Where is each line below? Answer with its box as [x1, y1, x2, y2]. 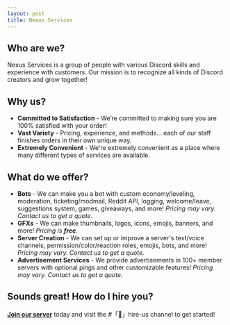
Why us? [7, 95, 47, 108]
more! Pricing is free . [17, 226, 78, 235]
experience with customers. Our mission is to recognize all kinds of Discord [7, 68, 224, 76]
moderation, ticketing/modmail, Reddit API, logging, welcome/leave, [17, 197, 212, 205]
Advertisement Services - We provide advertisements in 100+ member [17, 256, 222, 264]
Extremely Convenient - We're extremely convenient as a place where [17, 144, 220, 152]
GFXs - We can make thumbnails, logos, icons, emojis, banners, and [17, 219, 213, 227]
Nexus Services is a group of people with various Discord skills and [7, 60, 200, 69]
